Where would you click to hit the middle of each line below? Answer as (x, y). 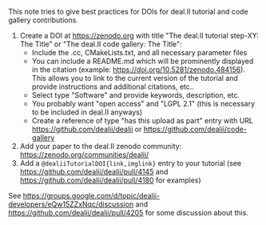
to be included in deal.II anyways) (87, 112)
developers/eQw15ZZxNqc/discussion (71, 204)
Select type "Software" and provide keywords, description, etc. (136, 95)
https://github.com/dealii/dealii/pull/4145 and (94, 172)
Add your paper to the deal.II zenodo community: (101, 146)
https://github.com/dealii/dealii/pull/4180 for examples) (110, 180)
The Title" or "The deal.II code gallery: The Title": (101, 44)
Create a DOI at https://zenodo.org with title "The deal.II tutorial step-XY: (139, 36)
